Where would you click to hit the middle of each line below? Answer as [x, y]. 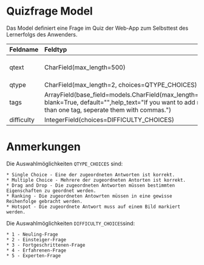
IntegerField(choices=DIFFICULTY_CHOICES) [109, 120]
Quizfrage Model [49, 11]
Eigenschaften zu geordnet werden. [51, 191]
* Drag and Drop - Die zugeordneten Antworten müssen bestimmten [90, 185]
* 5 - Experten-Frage [34, 256]
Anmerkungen [43, 147]
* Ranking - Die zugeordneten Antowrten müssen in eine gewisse [89, 196]
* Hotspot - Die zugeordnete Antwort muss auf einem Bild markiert [93, 207]
